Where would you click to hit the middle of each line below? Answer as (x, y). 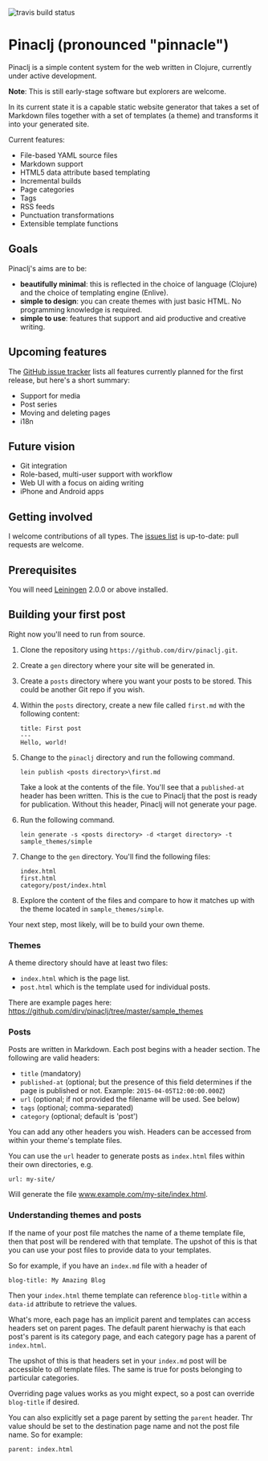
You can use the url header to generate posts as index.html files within (127, 1156)
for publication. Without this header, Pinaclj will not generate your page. (138, 804)
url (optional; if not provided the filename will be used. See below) (130, 1100)
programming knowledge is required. (81, 309)
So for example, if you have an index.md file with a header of (108, 1265)
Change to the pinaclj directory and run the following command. (127, 757)
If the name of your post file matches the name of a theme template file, (127, 1232)
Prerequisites (43, 570)
